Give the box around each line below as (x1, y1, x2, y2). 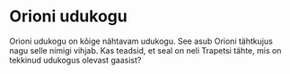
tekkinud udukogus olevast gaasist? (9, 54, 142, 65)
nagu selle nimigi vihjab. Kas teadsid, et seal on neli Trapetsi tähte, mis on (9, 45, 282, 55)
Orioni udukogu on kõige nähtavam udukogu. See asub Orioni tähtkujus (9, 36, 274, 46)
